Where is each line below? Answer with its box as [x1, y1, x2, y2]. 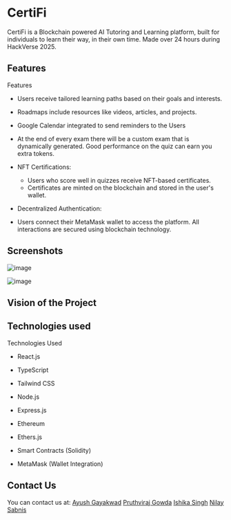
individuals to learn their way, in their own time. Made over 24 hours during [7, 35, 221, 43]
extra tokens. [17, 149, 55, 157]
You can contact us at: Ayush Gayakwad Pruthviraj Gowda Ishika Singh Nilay [7, 498, 224, 506]
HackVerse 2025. [7, 42, 57, 51]
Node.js [17, 393, 40, 401]
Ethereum [17, 419, 45, 427]
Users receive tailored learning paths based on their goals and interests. [17, 94, 223, 102]
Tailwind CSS [17, 379, 55, 387]
